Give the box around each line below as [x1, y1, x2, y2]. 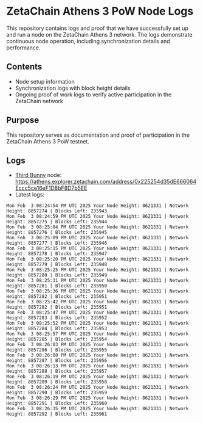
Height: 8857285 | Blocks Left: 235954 [6, 336, 108, 342]
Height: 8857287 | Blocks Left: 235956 [6, 358, 108, 364]
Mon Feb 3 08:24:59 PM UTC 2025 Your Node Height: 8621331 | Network [6, 214, 189, 220]
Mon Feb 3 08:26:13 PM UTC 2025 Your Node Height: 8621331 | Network [6, 363, 189, 369]
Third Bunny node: [15, 172, 62, 179]
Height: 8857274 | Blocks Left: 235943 [6, 208, 108, 214]
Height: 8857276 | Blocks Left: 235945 [6, 230, 108, 236]
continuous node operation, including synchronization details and [6, 37, 170, 45]
